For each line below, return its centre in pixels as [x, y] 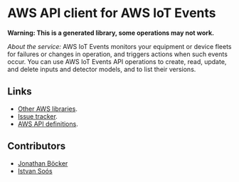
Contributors [37, 146]
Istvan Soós [35, 171]
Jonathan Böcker [43, 163]
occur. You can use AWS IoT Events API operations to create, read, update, [117, 61]
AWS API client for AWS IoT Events [112, 13]
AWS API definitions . [48, 124]
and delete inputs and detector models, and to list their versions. [102, 69]
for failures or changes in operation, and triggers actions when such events [117, 54]
